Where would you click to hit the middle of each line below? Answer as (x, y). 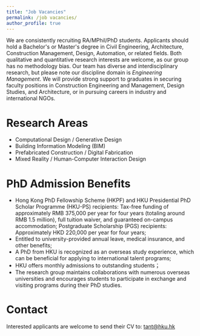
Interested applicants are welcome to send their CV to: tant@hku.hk (91, 327)
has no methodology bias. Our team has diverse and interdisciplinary (92, 66)
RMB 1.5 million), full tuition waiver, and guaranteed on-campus (94, 220)
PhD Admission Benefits (68, 183)
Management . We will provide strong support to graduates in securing (94, 79)
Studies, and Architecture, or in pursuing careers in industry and (86, 92)
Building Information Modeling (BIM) (60, 146)
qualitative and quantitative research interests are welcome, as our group (98, 60)
